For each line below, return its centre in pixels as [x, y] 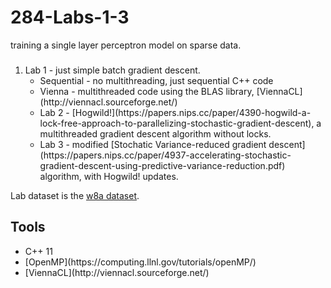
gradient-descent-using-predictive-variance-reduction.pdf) [162, 165]
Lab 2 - [54, 112]
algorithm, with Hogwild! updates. [109, 176]
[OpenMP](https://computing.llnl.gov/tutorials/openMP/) [140, 262]
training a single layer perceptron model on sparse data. [126, 45]
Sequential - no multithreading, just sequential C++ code [156, 80]
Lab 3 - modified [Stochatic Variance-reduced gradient [153, 144]
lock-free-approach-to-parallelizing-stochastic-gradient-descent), [177, 123]
